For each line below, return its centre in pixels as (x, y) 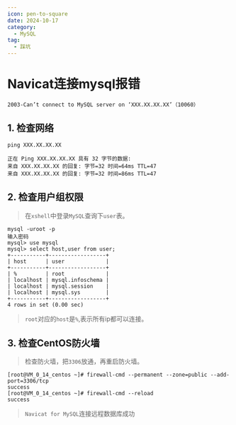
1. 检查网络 (31, 128)
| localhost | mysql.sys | (58, 292)
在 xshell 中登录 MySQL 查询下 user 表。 (77, 215)
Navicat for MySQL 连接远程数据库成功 (80, 414)
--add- (220, 375)
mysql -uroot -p (31, 229)
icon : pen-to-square (38, 14)
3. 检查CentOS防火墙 (54, 343)
